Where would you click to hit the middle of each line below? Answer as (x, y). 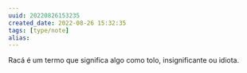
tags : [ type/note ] (39, 30)
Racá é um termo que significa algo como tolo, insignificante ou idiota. (124, 60)
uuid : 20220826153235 (44, 15)
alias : (19, 38)
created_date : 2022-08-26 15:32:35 (67, 23)
